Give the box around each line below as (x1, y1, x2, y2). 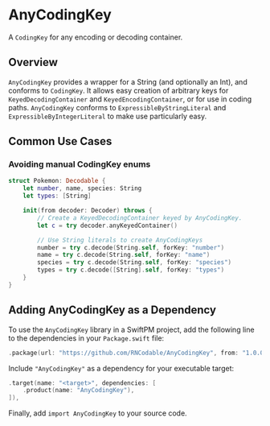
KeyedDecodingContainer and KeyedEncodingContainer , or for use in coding (8, 94, 252, 104)
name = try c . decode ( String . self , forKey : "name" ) (37, 251, 211, 259)
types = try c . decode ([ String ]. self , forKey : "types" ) (37, 266, 225, 275)
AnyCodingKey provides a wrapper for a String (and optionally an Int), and (8, 77, 247, 86)
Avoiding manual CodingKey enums (8, 159, 151, 170)
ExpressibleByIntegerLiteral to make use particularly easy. (8, 111, 207, 121)
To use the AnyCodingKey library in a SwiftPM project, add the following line (8, 325, 255, 334)
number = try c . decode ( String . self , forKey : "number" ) (37, 243, 225, 251)
